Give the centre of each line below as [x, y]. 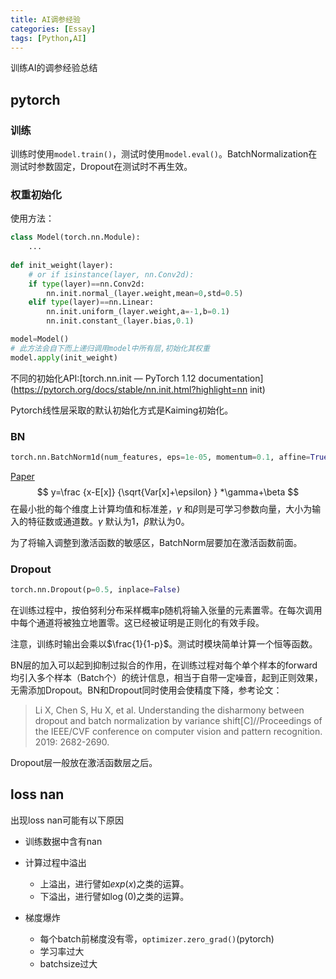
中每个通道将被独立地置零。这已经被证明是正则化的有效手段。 [137, 623]
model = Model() [40, 339]
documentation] [231, 378]
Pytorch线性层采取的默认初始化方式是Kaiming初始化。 [122, 410]
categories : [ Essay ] [53, 29]
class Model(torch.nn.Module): [75, 237]
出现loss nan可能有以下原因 [67, 820]
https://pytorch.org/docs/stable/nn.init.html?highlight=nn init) [139, 389]
